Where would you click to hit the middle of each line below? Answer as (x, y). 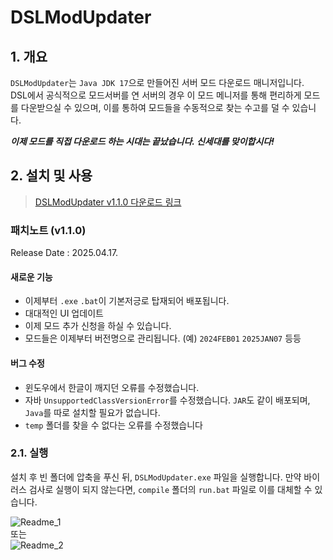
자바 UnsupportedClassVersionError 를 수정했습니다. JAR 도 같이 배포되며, (167, 400)
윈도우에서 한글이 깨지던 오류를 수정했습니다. (112, 387)
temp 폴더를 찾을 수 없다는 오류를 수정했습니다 (113, 425)
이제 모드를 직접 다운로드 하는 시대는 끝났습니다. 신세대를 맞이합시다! (142, 141)
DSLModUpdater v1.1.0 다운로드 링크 (108, 202)
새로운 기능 (31, 277)
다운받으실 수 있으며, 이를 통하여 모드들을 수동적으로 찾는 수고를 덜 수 (155, 107)
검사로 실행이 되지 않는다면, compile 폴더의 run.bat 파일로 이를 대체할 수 (170, 489)
